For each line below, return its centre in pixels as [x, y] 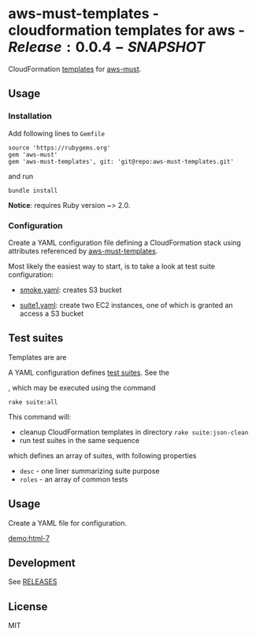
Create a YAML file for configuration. [68, 523]
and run [21, 176]
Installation [30, 116]
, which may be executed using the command [82, 387]
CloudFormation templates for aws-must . [75, 68]
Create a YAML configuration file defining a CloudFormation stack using [125, 242]
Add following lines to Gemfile [56, 133]
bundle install [33, 190]
